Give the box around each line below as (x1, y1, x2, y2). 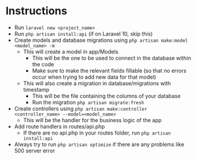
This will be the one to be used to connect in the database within (32, 54, 192, 61)
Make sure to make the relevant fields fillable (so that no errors (32, 67, 187, 74)
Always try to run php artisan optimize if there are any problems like (14, 141, 184, 148)
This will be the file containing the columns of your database (32, 92, 181, 99)
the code (32, 61, 54, 68)
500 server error (14, 147, 56, 154)
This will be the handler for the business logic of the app (23, 116, 162, 123)
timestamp (23, 86, 50, 93)
